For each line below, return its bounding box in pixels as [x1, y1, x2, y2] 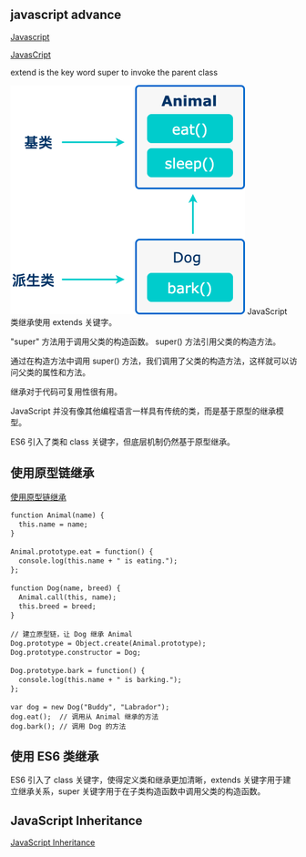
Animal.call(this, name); [18, 592, 117, 602]
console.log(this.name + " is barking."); [18, 675, 182, 684]
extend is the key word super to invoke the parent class [10, 66, 218, 77]
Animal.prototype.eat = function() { [10, 546, 154, 556]
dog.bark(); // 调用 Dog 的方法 [10, 721, 127, 731]
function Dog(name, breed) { [10, 583, 121, 593]
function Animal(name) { [10, 510, 105, 520]
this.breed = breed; [18, 601, 97, 611]
